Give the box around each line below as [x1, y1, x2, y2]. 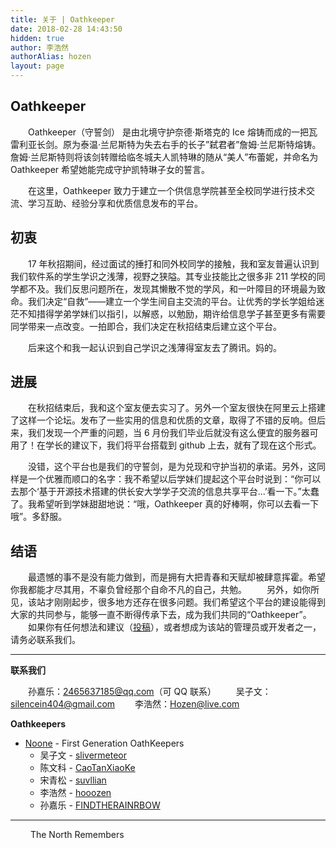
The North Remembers [29, 829, 125, 841]
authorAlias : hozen [10, 52, 92, 62]
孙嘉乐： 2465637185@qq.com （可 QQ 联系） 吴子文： [28, 686, 272, 698]
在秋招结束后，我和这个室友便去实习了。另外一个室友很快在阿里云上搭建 [28, 402, 326, 414]
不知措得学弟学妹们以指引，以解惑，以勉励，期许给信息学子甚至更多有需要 [18, 307, 326, 320]
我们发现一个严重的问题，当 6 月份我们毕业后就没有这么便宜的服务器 [27, 427, 310, 439]
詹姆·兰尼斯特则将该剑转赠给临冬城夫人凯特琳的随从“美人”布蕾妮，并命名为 [10, 151, 319, 163]
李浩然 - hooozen [39, 787, 112, 799]
